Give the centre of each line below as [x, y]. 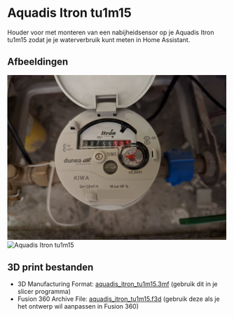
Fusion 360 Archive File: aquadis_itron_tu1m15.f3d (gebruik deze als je [118, 299]
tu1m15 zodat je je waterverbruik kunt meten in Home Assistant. [99, 39]
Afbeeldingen [38, 62]
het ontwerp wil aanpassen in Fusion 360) [78, 306]
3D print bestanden [50, 267]
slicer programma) [44, 292]
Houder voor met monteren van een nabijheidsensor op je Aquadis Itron [111, 32]
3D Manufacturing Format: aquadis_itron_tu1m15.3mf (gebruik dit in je [117, 284]
